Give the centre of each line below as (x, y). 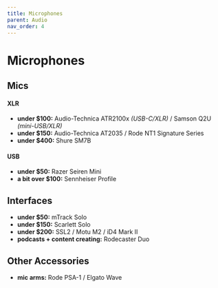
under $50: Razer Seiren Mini (59, 172)
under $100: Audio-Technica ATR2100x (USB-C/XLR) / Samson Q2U (114, 119)
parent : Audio (28, 20)
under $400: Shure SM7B (54, 141)
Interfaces (30, 200)
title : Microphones (35, 13)
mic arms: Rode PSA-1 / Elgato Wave (69, 277)
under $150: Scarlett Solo (54, 225)
